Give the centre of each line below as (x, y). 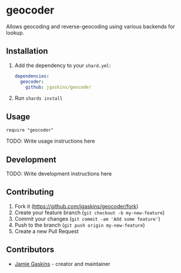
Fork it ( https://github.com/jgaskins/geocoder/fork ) (76, 206)
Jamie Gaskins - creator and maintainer (62, 264)
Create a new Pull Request (47, 231)
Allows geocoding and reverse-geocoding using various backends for (90, 26)
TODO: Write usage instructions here (51, 141)
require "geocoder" (30, 130)
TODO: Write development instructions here (59, 173)
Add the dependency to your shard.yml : (63, 65)
